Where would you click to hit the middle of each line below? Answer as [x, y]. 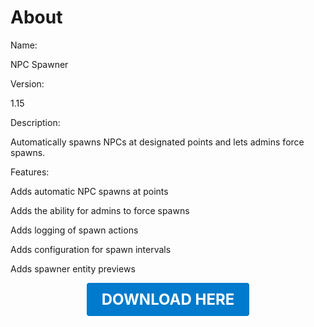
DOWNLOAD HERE [168, 299]
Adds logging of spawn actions [74, 230]
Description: [35, 122]
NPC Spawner [39, 64]
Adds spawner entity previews [73, 268]
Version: [27, 83]
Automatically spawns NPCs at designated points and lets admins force [157, 142]
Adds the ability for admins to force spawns [100, 210]
